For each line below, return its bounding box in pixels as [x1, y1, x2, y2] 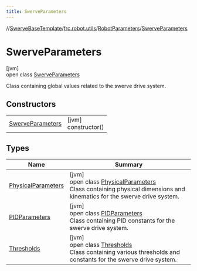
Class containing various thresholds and [69, 248, 181, 256]
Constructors [6, 99, 56, 109]
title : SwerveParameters [6, 8, 67, 15]
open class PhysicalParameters [69, 178, 157, 186]
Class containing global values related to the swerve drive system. [6, 82, 167, 89]
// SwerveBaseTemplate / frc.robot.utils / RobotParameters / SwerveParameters [6, 25, 188, 32]
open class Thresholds [69, 241, 133, 249]
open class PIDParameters [69, 209, 142, 218]
